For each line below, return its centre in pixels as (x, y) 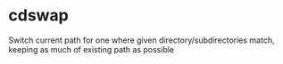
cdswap (38, 16)
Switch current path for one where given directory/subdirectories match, (141, 40)
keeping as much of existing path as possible (92, 49)
